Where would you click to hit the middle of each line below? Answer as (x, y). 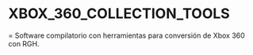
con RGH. (24, 43)
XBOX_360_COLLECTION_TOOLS (119, 14)
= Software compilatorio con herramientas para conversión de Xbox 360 (127, 35)
